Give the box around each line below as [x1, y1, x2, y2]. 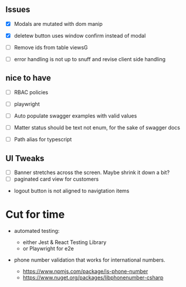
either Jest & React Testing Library [22, 239, 107, 246]
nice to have [5, 73, 51, 83]
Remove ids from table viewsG [13, 44, 88, 51]
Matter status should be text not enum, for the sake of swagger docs [13, 124, 180, 131]
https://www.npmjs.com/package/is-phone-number [22, 268, 148, 275]
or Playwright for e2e [22, 245, 74, 252]
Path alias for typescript [13, 136, 72, 143]
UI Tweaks [5, 153, 45, 163]
